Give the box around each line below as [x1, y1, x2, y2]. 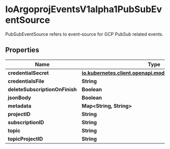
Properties [5, 46, 39, 54]
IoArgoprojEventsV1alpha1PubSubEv [5, 4, 162, 15]
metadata [8, 102, 31, 109]
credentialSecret [8, 69, 49, 77]
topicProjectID [8, 135, 43, 142]
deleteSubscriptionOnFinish [8, 86, 77, 93]
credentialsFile [8, 78, 45, 85]
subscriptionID [8, 119, 45, 126]
